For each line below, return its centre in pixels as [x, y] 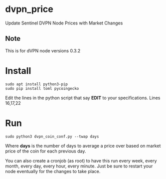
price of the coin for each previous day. [46, 151]
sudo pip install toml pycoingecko [42, 88]
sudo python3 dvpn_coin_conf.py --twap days [52, 136]
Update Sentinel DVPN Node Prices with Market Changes [64, 23]
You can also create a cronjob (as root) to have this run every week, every [81, 161]
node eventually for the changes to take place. [53, 171]
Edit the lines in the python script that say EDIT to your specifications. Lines [83, 98]
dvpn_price [29, 9]
